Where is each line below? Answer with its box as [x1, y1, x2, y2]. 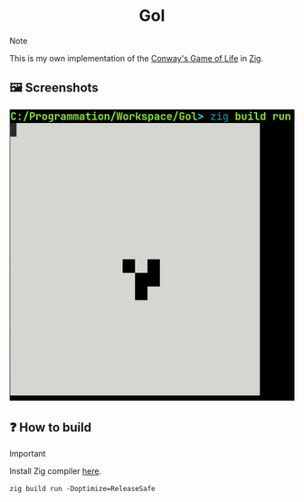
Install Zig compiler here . [9, 466, 102, 477]
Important [9, 449, 46, 459]
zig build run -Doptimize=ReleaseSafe [9, 485, 156, 494]
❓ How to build [9, 420, 92, 435]
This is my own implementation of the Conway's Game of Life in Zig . [9, 52, 264, 63]
